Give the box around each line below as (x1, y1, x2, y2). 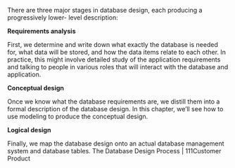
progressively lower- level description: (7, 13, 118, 22)
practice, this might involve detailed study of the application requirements (7, 55, 221, 64)
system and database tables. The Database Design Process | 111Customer (7, 147, 222, 155)
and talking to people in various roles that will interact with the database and (7, 63, 229, 71)
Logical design (7, 126, 51, 134)
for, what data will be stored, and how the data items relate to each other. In (7, 48, 227, 56)
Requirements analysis (7, 27, 76, 35)
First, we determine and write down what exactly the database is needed (7, 41, 218, 48)
